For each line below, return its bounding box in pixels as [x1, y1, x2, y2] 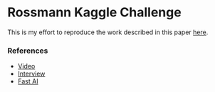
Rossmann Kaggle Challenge [7, 4, 182, 21]
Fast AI [17, 77, 38, 86]
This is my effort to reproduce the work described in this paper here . [7, 28, 209, 36]
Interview [17, 69, 46, 78]
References [7, 46, 48, 56]
